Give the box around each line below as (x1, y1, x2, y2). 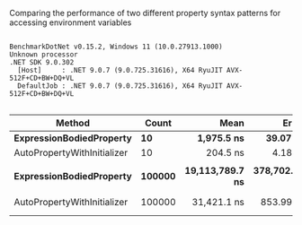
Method (55, 117, 90, 129)
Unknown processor (9, 50, 78, 59)
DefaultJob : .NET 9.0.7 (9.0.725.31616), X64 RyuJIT (17, 82, 223, 91)
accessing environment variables (9, 17, 132, 28)
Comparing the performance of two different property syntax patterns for (9, 8, 281, 18)
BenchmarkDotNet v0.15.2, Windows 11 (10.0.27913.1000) (9, 42, 223, 51)
